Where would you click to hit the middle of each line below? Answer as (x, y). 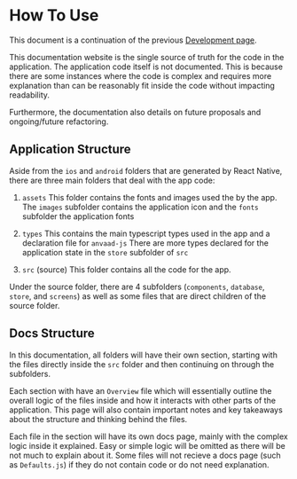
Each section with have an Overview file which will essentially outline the (141, 390)
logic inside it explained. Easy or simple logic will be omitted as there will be (147, 445)
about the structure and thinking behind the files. (98, 419)
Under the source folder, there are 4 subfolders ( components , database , (137, 287)
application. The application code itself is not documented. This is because (146, 67)
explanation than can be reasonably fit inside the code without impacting (142, 85)
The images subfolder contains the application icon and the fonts (140, 207)
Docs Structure (52, 334)
